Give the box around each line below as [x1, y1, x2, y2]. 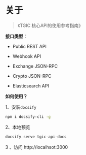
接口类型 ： [5, 33, 28, 39]
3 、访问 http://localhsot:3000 [5, 144, 68, 150]
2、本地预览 [5, 124, 30, 130]
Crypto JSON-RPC [12, 73, 52, 79]
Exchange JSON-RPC [12, 63, 58, 69]
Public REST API [12, 43, 47, 49]
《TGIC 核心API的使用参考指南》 [17, 22, 83, 28]
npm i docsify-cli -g [5, 114, 51, 119]
